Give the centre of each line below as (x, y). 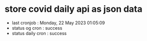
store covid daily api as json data (73, 9)
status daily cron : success (39, 33)
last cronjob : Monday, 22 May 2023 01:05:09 (58, 23)
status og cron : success (37, 28)
